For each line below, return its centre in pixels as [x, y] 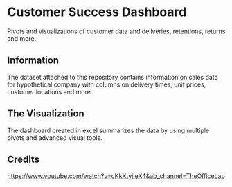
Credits [24, 159]
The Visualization [46, 114]
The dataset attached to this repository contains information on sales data [113, 77]
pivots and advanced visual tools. [55, 137]
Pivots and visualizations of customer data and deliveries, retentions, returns [116, 31]
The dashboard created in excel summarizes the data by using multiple [108, 130]
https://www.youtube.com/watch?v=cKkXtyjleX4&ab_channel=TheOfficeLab [116, 176]
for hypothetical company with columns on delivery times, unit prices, [107, 84]
